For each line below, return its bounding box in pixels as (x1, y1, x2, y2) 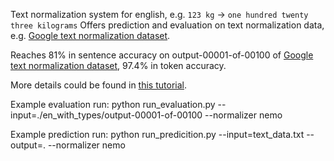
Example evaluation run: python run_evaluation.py (10, 99, 216, 110)
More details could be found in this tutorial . (10, 79, 187, 91)
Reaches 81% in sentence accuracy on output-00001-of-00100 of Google (10, 49, 314, 61)
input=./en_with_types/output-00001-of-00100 (10, 109, 203, 121)
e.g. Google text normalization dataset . (10, 30, 171, 41)
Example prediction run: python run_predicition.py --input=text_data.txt (10, 129, 305, 140)
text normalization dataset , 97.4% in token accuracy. (10, 60, 227, 71)
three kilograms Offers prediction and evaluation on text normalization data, (10, 19, 325, 31)
